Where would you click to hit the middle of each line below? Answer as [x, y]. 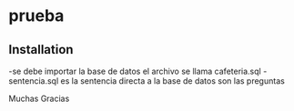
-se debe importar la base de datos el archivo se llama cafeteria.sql [135, 71]
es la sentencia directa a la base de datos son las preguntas [173, 81]
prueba [36, 16]
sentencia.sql [34, 81]
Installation [41, 50]
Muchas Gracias [39, 98]
